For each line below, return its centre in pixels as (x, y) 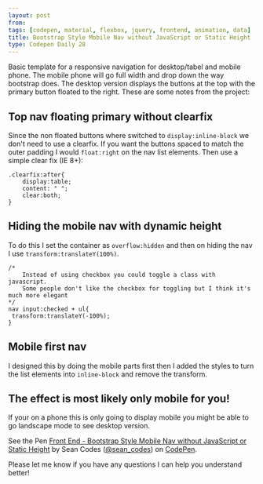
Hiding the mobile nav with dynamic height (115, 226)
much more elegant (38, 295)
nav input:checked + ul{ (49, 309)
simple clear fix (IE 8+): (46, 160)
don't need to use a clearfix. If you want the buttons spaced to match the (126, 144)
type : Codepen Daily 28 (47, 45)
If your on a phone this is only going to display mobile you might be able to (129, 417)
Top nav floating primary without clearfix (111, 116)
